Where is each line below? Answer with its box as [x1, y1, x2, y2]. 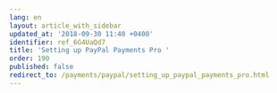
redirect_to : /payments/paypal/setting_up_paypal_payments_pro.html [9, 71, 270, 80]
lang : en [9, 12, 42, 22]
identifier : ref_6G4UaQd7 [9, 37, 105, 47]
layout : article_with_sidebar [9, 21, 122, 30]
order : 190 [9, 54, 50, 63]
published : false [9, 63, 74, 72]
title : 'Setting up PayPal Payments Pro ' [9, 46, 170, 55]
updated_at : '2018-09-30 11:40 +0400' [9, 29, 154, 38]
